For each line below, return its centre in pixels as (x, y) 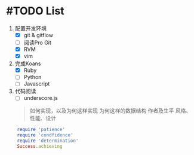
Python (33, 77)
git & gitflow (39, 35)
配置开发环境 (30, 28)
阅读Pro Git (38, 42)
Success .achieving (40, 147)
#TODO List (35, 11)
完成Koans (28, 63)
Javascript (37, 84)
